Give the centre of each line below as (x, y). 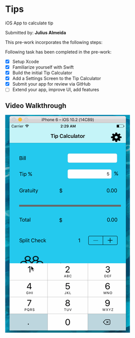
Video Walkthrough (36, 106)
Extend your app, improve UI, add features (56, 90)
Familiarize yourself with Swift (43, 67)
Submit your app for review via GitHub (51, 84)
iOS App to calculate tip (29, 23)
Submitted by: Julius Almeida (35, 32)
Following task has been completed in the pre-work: (58, 52)
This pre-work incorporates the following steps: (54, 42)
